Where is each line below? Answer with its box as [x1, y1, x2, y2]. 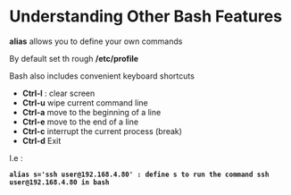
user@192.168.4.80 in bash [9, 177, 110, 187]
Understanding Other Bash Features [9, 6, 283, 27]
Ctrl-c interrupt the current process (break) [21, 125, 183, 136]
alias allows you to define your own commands [9, 36, 183, 47]
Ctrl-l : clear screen [21, 88, 96, 98]
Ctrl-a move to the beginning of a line [21, 106, 162, 117]
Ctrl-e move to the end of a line [21, 116, 139, 127]
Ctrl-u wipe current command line [21, 97, 149, 108]
